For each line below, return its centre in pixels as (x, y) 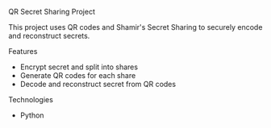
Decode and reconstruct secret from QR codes (98, 84)
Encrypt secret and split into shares (79, 67)
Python (32, 115)
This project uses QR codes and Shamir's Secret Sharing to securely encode (135, 27)
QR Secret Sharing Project (52, 12)
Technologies (31, 99)
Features (23, 51)
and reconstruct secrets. (49, 36)
